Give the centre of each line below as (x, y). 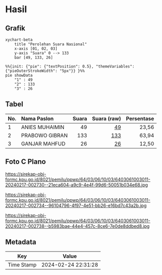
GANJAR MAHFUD (43, 143)
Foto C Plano (26, 162)
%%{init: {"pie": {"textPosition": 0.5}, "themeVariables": (70, 67)
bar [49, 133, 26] (34, 57)
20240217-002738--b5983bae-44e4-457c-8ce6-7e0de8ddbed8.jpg (77, 226)
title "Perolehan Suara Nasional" (51, 44)
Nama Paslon (37, 118)
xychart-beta (19, 40)
